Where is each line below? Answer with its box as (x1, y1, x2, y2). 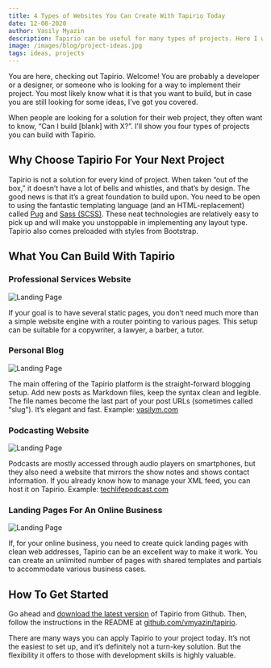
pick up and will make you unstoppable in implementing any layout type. (8, 217, 248, 227)
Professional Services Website (8, 273, 131, 285)
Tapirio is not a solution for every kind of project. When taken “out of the (8, 174, 248, 184)
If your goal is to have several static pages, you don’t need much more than (8, 307, 259, 317)
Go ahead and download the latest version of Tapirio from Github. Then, (8, 609, 248, 619)
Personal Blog (8, 344, 65, 356)
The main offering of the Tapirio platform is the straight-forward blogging (8, 378, 252, 388)
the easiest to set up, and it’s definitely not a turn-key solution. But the (8, 642, 242, 652)
